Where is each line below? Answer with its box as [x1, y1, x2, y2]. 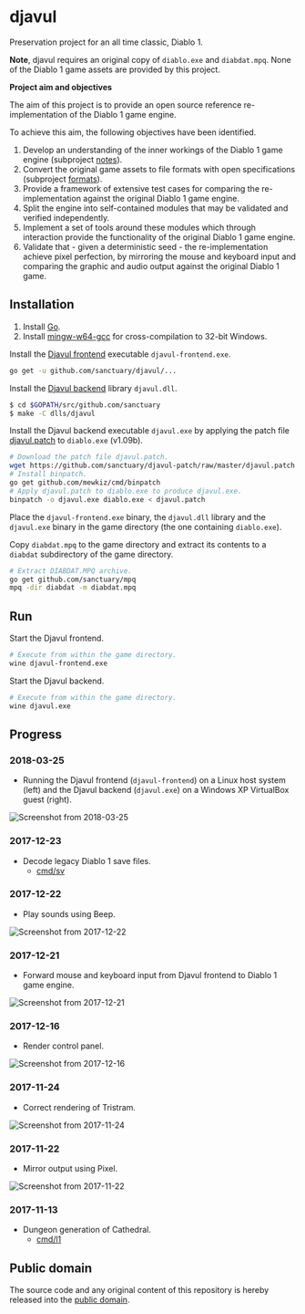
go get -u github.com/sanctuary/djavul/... [9, 366, 178, 375]
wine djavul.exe [9, 701, 71, 711]
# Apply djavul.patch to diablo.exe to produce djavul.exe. [9, 486, 243, 495]
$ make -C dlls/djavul [9, 409, 96, 418]
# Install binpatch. [9, 470, 88, 479]
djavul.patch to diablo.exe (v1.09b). [9, 435, 144, 446]
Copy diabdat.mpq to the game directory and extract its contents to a [9, 538, 267, 549]
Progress [9, 726, 62, 742]
